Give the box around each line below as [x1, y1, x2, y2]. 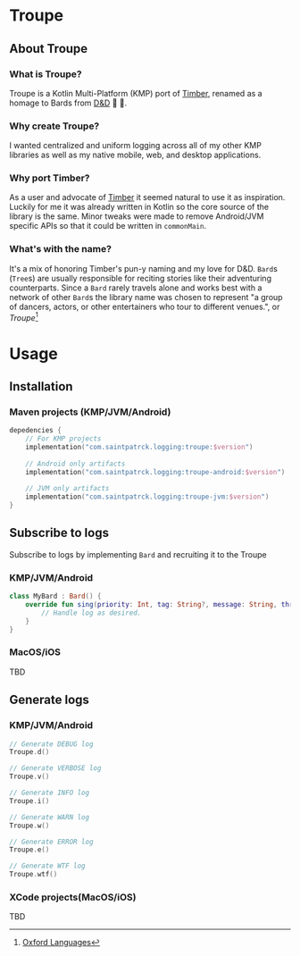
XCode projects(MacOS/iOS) [9, 891, 137, 903]
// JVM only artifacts [25, 484, 110, 493]
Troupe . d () [9, 748, 50, 757]
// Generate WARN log [9, 812, 90, 822]
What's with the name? [9, 243, 112, 256]
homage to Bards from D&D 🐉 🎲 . [9, 97, 128, 108]
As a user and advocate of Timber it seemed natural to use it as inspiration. [9, 192, 286, 203]
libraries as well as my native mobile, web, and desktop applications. [9, 149, 262, 161]
